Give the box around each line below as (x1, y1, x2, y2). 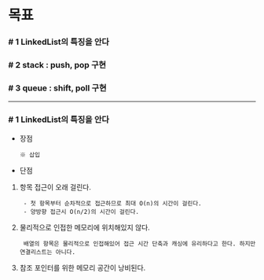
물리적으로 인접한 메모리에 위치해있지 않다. (19, 223, 151, 232)
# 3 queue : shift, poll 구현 (8, 83, 107, 94)
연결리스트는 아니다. (19, 248, 76, 256)
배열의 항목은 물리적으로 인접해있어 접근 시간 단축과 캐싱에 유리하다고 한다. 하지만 (23, 240, 256, 248)
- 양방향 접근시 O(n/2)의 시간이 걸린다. (23, 208, 140, 216)
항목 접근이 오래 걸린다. (19, 182, 92, 192)
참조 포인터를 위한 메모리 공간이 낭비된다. (19, 263, 146, 272)
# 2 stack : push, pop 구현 (8, 60, 107, 71)
